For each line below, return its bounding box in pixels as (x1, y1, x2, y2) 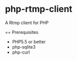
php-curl (12, 49, 30, 55)
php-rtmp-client (5, 3, 73, 15)
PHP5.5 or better (12, 38, 46, 45)
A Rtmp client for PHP (5, 20, 49, 26)
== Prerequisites (5, 29, 38, 35)
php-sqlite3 (12, 44, 36, 50)
